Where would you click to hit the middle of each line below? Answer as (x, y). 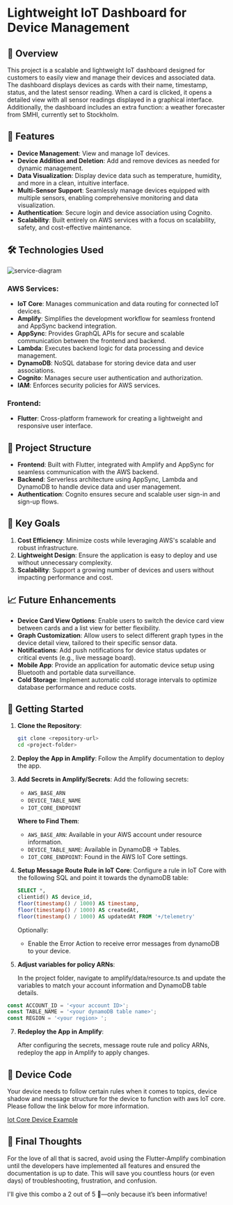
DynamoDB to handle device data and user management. (99, 487)
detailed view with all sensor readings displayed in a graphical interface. (111, 100)
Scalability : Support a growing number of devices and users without (115, 570)
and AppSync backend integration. (67, 326)
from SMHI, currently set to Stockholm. (63, 114)
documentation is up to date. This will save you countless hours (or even (111, 1173)
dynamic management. (50, 168)
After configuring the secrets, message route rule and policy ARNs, (113, 1045)
